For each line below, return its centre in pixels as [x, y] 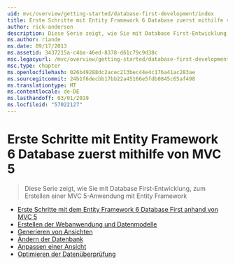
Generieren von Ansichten [55, 231]
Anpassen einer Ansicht [52, 246]
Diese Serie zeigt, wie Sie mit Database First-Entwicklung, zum [115, 188]
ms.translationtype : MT [42, 85]
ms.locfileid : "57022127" [45, 105]
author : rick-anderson [40, 27]
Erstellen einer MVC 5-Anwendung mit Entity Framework [106, 196]
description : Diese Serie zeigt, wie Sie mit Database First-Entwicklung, [119, 33]
